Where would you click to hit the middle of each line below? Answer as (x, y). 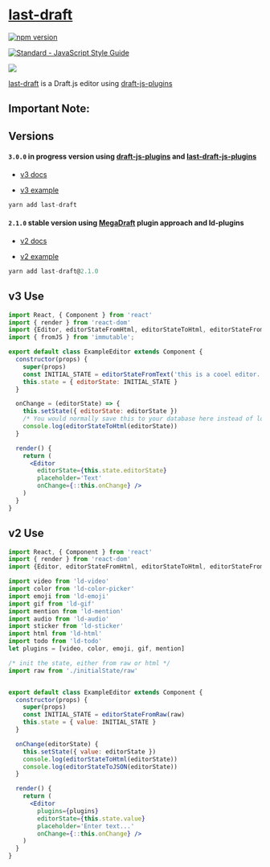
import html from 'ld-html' (55, 634)
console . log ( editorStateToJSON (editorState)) (100, 766)
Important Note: (49, 109)
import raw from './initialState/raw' (73, 671)
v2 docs (33, 241)
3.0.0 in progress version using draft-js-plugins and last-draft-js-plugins (133, 157)
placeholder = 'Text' (70, 478)
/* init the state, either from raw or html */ (90, 663)
